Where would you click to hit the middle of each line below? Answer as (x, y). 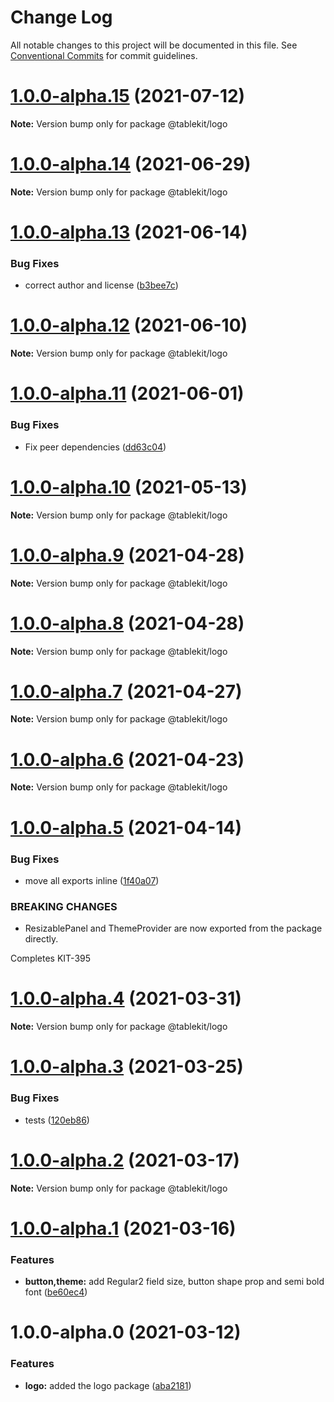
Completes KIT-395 (51, 958)
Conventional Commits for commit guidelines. (104, 55)
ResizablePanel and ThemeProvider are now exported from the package (173, 928)
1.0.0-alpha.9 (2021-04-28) (127, 555)
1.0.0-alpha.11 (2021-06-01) (127, 393)
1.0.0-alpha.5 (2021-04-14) (126, 827)
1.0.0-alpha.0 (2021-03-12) (126, 1332)
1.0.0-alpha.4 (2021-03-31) (126, 998)
